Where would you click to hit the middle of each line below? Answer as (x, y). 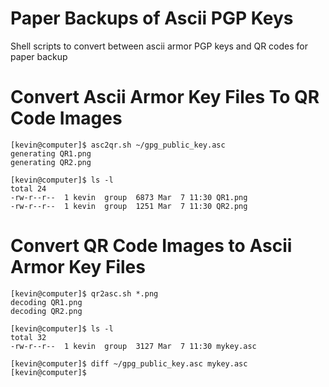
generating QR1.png (51, 153)
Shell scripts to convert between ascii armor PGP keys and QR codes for (159, 46)
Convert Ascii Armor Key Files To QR (165, 97)
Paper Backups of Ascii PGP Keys (152, 18)
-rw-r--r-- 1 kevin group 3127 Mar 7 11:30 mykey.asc (133, 346)
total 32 (28, 337)
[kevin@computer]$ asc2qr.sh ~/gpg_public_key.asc (118, 145)
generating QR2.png (51, 162)
